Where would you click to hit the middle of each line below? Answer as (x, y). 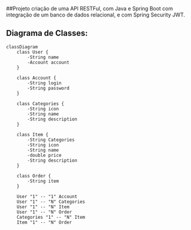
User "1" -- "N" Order (44, 212)
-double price (44, 155)
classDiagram (22, 47)
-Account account (48, 62)
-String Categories (51, 140)
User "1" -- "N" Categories (51, 202)
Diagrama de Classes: (47, 33)
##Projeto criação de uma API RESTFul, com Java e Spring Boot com (90, 9)
